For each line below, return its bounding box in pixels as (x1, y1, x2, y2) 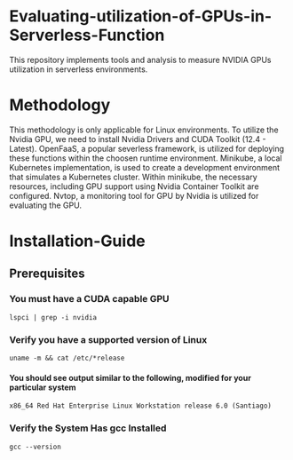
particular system (9, 382, 77, 393)
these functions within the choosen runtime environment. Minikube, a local (9, 153, 282, 163)
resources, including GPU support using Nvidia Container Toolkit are (9, 180, 259, 192)
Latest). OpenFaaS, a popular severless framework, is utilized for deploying (9, 143, 285, 154)
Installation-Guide (9, 231, 146, 251)
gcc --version (9, 442, 62, 451)
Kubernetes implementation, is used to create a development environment (9, 162, 281, 172)
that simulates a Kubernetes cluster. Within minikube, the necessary (9, 171, 257, 182)
